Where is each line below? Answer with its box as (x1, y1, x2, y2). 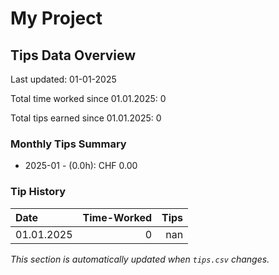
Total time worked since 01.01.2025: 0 (10, 93, 167, 104)
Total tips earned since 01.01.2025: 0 (10, 112, 162, 124)
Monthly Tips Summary (10, 137, 127, 151)
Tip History (10, 185, 66, 199)
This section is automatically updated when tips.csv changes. (10, 253, 270, 265)
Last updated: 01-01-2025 (10, 73, 117, 85)
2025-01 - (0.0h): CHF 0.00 (24, 160, 138, 172)
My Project (10, 7, 103, 30)
